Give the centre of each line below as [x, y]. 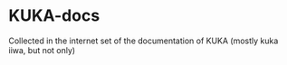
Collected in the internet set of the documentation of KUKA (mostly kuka [143, 41]
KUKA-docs [54, 16]
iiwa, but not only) [42, 50]
